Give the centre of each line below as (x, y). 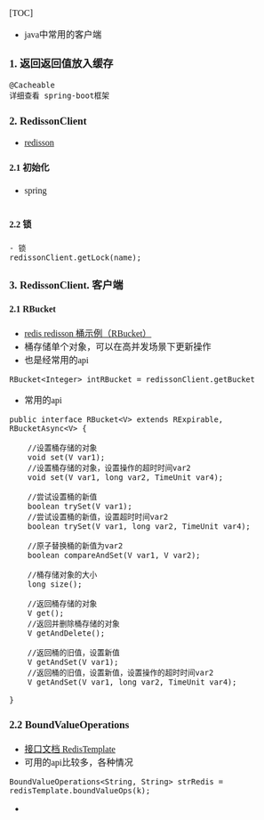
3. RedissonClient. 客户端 (66, 285)
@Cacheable (32, 85)
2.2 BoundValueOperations (69, 725)
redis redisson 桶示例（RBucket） (88, 334)
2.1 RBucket (32, 309)
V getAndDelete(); (66, 633)
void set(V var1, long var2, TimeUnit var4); (125, 478)
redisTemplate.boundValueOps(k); (80, 790)
